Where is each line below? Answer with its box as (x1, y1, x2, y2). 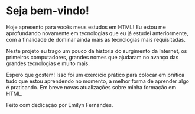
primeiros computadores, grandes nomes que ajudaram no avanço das (6, 53, 179, 61)
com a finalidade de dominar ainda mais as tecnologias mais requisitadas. (6, 36, 186, 43)
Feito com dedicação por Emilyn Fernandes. (6, 101, 113, 108)
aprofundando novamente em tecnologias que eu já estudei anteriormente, (6, 29, 188, 36)
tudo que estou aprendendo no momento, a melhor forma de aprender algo (6, 78, 189, 85)
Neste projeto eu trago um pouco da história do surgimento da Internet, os (6, 47, 187, 54)
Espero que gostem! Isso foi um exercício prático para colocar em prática (6, 71, 185, 78)
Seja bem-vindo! (6, 4, 90, 18)
